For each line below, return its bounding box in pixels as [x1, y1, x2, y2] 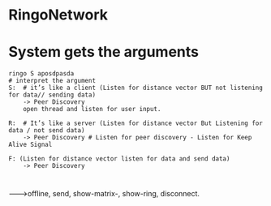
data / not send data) [8, 127, 85, 135]
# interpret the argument [8, 77, 96, 85]
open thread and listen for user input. [23, 105, 161, 114]
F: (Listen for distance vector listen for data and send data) [8, 155, 230, 163]
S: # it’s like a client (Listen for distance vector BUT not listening [8, 84, 264, 92]
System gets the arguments [8, 43, 200, 62]
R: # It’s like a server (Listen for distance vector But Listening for [8, 119, 264, 127]
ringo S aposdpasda [8, 70, 75, 78]
